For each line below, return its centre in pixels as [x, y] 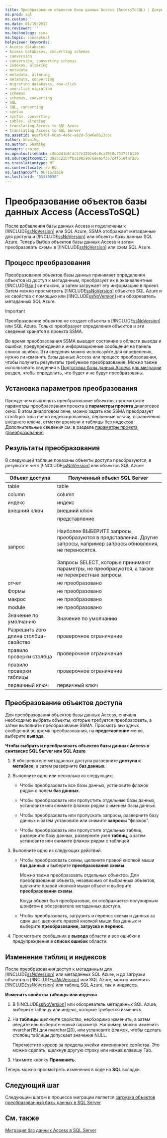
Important [15, 311]
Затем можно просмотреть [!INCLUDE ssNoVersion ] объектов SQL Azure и [83, 290]
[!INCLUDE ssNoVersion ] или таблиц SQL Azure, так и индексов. [72, 985]
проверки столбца [30, 656]
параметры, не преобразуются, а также [105, 569]
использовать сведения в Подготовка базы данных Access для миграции [83, 367]
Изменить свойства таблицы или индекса [51, 995]
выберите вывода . [25, 736]
